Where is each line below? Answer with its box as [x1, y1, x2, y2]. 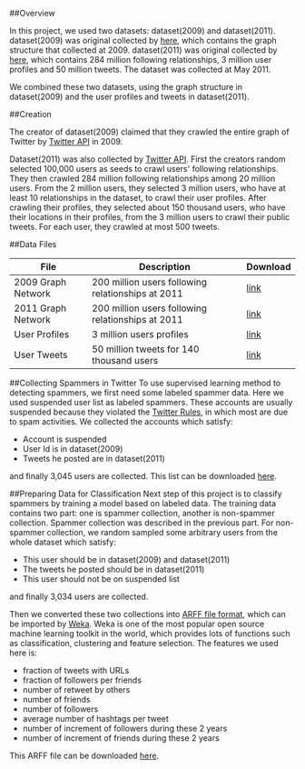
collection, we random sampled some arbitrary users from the [46, 527, 279, 537]
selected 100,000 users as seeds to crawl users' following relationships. [9, 164, 279, 174]
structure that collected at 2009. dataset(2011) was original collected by [9, 45, 278, 55]
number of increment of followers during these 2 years [22, 723, 228, 734]
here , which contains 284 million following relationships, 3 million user [9, 55, 272, 65]
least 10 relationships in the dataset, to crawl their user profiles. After [9, 193, 267, 203]
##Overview [9, 8, 56, 18]
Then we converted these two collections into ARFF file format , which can [9, 609, 286, 619]
